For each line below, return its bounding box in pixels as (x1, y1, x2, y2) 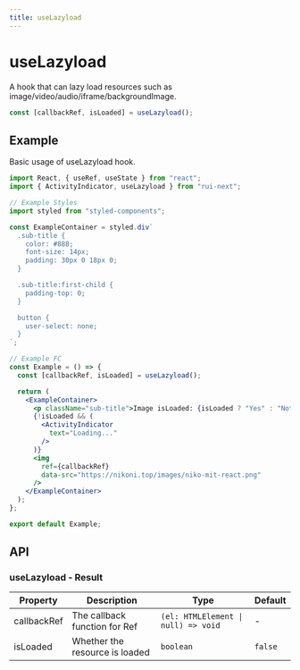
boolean (160, 641, 194, 652)
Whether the (71, 635, 125, 648)
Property (19, 594, 58, 606)
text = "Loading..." (48, 428, 118, 438)
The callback (71, 609, 127, 622)
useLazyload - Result (9, 572, 104, 584)
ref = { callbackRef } (41, 462, 110, 471)
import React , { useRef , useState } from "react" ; (9, 174, 202, 183)
